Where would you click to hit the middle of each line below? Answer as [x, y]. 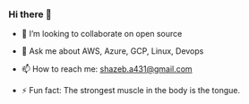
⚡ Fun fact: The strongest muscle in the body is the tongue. [131, 91]
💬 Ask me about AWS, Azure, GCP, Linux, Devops [112, 51]
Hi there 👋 [30, 14]
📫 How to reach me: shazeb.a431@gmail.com [107, 69]
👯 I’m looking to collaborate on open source [102, 34]
